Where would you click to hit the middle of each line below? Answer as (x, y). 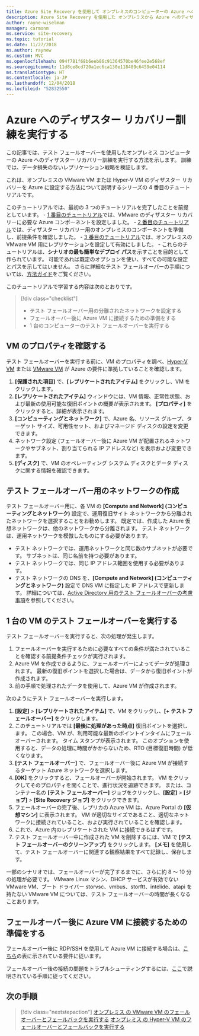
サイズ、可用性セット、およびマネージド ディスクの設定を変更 (113, 426)
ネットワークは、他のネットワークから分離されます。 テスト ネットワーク (101, 528)
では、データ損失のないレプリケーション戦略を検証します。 (78, 167)
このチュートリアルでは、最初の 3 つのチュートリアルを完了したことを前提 (97, 207)
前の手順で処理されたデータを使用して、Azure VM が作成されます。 (97, 686)
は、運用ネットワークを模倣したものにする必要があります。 (78, 536)
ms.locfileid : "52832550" (38, 89)
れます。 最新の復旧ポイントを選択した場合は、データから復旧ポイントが (103, 671)
